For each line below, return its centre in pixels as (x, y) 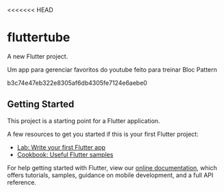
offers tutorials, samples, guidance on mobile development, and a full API (110, 175)
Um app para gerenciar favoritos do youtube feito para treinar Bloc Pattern (112, 69)
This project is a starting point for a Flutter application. (84, 121)
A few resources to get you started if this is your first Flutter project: (103, 134)
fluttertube (39, 38)
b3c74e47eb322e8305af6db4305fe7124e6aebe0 (77, 83)
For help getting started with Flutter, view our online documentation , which (112, 167)
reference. (22, 182)
